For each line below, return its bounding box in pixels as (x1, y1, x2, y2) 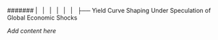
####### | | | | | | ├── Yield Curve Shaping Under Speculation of (7, 7, 211, 14)
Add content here (7, 27, 57, 35)
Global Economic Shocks (7, 14, 77, 22)
